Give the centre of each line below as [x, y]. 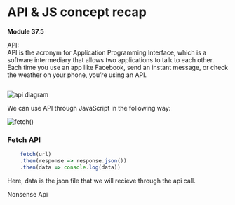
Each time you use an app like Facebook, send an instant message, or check [118, 67]
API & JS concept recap [77, 12]
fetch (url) [36, 155]
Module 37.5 [26, 31]
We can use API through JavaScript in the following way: [89, 108]
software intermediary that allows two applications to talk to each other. [111, 59]
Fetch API [24, 139]
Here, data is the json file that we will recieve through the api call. [101, 181]
